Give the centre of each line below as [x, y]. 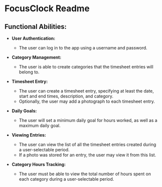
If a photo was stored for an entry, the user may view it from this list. [88, 155]
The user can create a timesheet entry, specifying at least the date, [86, 91]
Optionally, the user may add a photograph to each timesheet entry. [87, 101]
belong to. [29, 72]
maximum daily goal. [40, 126]
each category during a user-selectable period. [66, 179]
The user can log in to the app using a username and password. [83, 48]
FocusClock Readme [47, 9]
